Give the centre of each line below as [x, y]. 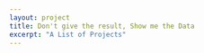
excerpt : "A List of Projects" [68, 34]
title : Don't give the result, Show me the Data [102, 26]
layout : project [40, 18]
